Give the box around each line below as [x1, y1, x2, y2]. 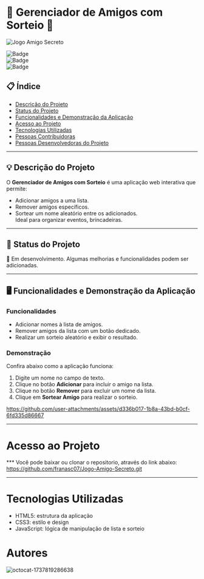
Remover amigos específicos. [15, 203, 89, 210]
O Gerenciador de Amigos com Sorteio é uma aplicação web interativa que [6, 178, 196, 186]
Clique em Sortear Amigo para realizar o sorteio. [15, 393, 138, 401]
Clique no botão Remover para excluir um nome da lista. [15, 387, 157, 395]
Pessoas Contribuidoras [15, 133, 76, 140]
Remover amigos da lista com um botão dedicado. [15, 327, 141, 335]
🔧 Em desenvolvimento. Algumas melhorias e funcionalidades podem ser [6, 255, 189, 263]
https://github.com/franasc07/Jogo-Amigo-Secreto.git [6, 465, 143, 472]
